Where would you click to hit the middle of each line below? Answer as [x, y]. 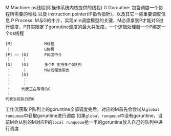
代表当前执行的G [20, 99]
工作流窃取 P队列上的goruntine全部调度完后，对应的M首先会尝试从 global [82, 109]
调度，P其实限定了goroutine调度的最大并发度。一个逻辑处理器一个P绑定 [85, 27]
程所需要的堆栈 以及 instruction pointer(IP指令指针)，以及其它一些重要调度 [83, 14]
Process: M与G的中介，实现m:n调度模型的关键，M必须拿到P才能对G [87, 20]
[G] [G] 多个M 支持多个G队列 [44, 65]
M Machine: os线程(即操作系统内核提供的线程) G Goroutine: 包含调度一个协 [84, 7]
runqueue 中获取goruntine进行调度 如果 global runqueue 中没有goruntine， [82, 115]
